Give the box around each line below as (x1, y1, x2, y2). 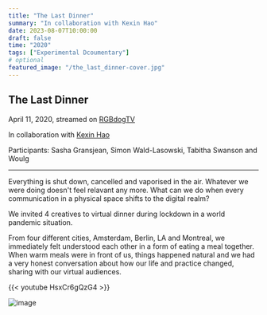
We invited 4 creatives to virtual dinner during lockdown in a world (8, 209, 226, 219)
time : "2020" (8, 41, 52, 49)
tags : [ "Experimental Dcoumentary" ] (8, 49, 130, 57)
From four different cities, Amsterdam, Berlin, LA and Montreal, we (8, 233, 225, 242)
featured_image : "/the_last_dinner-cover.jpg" (8, 64, 165, 72)
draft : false (8, 33, 52, 42)
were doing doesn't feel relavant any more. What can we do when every (8, 185, 244, 195)
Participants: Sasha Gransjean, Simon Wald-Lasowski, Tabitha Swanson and (8, 145, 258, 155)
